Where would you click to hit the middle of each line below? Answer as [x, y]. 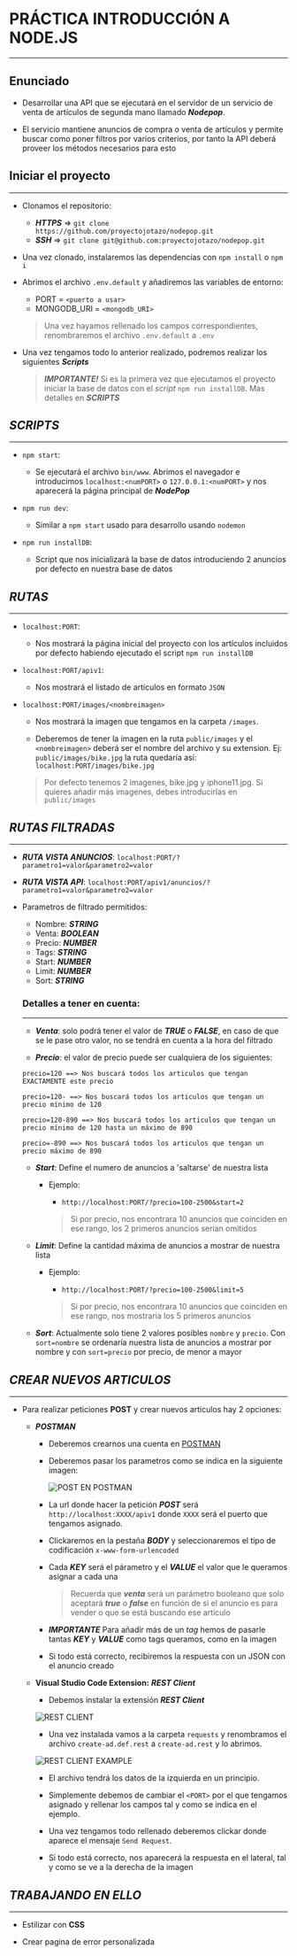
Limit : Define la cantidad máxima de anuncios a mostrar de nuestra [157, 1246]
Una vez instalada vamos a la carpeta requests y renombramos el [168, 1735]
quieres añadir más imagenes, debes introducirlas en [141, 792]
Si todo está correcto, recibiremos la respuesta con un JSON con [167, 1657]
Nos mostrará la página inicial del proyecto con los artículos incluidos [161, 644]
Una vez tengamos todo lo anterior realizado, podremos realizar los [145, 352]
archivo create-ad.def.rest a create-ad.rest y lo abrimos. [155, 1743]
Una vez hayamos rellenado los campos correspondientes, [151, 325]
